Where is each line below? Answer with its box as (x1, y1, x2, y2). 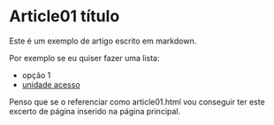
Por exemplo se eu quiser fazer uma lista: (9, 52, 161, 63)
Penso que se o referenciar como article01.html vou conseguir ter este (9, 96, 265, 107)
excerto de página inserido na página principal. (9, 105, 181, 116)
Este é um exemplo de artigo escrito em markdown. (9, 35, 197, 46)
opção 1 (21, 69, 51, 81)
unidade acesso (21, 79, 81, 90)
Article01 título (9, 6, 120, 27)
